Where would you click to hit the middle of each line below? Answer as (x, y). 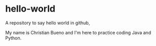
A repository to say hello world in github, (48, 23)
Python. (13, 38)
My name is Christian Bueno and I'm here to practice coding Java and (78, 32)
